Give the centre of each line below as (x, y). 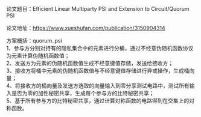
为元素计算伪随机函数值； (38, 55)
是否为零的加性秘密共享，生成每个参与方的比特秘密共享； (83, 93)
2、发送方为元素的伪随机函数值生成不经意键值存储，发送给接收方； (90, 63)
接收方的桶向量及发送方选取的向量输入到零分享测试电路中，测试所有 (105, 85)
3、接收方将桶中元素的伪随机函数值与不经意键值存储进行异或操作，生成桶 (98, 70)
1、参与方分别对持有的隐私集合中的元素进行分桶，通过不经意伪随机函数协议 (100, 48)
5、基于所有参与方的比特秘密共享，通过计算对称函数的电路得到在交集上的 (98, 100)
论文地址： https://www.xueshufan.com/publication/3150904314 (86, 28)
